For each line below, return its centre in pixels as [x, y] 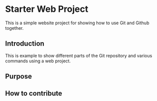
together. [14, 28]
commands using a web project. [38, 61]
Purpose [19, 76]
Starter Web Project [47, 9]
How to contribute [34, 93]
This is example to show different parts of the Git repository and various [79, 55]
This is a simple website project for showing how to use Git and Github [77, 23]
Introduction [25, 44]
